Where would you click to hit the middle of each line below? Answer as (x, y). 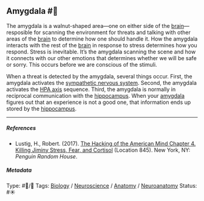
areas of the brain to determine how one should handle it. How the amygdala (102, 39)
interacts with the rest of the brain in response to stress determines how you (102, 45)
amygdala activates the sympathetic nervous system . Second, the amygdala (102, 83)
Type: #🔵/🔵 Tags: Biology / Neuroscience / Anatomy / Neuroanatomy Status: (102, 185)
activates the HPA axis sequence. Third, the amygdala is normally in (91, 89)
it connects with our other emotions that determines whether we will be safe (102, 58)
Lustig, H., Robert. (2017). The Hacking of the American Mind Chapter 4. (105, 143)
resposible (19, 32)
